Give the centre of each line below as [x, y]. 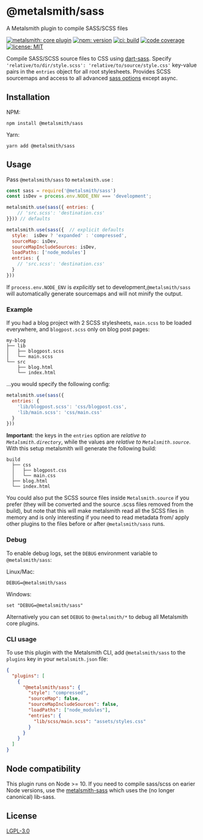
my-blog [16, 341]
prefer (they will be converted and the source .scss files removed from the [100, 504]
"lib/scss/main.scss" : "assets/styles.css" [90, 721]
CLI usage [21, 639]
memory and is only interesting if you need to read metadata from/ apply [98, 517]
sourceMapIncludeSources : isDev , [54, 247]
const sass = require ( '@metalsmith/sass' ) [61, 191]
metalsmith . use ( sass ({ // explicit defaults [65, 230]
